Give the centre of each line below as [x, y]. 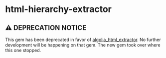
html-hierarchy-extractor [59, 9]
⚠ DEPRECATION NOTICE [46, 28]
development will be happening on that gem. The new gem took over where [83, 45]
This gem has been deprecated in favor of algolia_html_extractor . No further [83, 39]
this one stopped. [23, 50]
